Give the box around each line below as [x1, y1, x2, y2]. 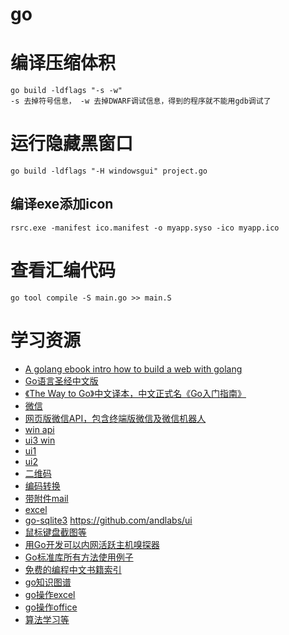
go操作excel [24, 588, 76, 600]
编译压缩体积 [10, 52, 117, 75]
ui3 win [24, 434, 56, 446]
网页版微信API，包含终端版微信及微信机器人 [24, 412, 207, 424]
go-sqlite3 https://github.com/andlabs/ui [24, 514, 193, 526]
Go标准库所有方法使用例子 [24, 551, 134, 563]
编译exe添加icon [10, 196, 114, 213]
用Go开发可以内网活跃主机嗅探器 [24, 538, 160, 550]
